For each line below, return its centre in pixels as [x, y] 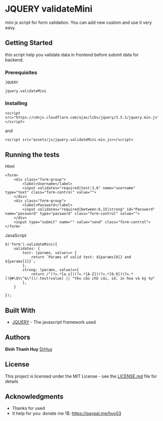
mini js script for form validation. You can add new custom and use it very [78, 22]
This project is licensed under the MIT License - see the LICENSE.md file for [81, 376]
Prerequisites [21, 73]
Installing [16, 103]
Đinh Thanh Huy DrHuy [29, 349]
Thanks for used [28, 408]
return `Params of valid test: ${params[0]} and [81, 257]
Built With [20, 310]
